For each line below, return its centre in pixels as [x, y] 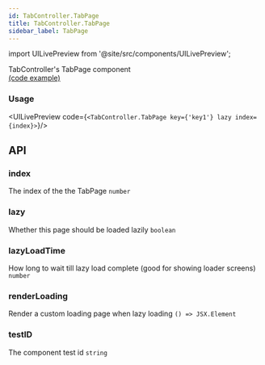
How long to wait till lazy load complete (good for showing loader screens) [132, 268]
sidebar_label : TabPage [48, 31]
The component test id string [58, 352]
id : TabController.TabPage [54, 16]
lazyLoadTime [37, 250]
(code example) [34, 78]
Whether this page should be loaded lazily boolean [92, 229]
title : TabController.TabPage [59, 23]
